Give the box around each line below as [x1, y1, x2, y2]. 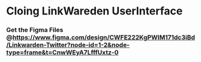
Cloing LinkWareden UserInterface [6, 4, 183, 18]
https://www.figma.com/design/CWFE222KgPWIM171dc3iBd [12, 33, 196, 42]
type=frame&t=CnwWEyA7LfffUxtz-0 [6, 48, 119, 57]
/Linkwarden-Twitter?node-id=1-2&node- [6, 41, 130, 49]
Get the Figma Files [6, 26, 64, 34]
